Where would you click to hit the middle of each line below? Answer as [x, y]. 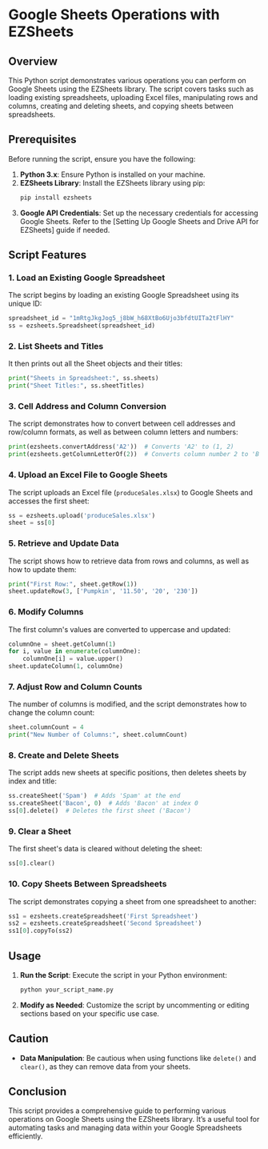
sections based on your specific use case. [90, 1013]
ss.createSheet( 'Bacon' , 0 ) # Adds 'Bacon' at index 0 [103, 803]
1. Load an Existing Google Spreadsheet [87, 278]
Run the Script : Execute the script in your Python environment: [124, 975]
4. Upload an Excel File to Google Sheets [88, 475]
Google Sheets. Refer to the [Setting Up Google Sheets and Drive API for [139, 221]
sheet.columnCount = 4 [46, 727]
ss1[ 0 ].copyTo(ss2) [41, 931]
